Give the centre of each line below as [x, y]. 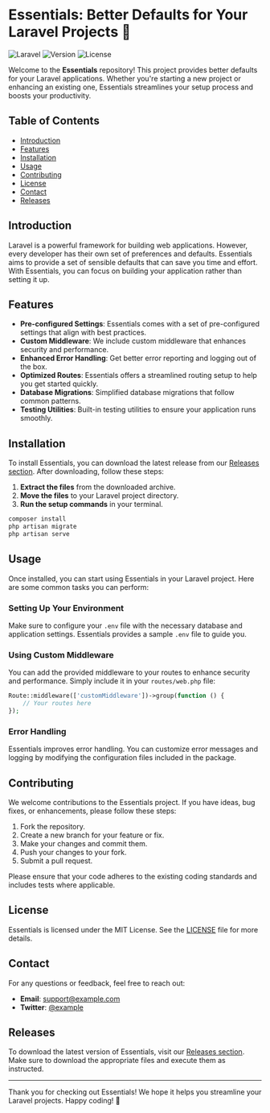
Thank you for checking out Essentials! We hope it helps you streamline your [135, 1092]
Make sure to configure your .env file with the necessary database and [125, 625]
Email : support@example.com [70, 999]
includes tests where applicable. [62, 885]
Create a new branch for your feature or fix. [92, 835]
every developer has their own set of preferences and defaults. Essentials [131, 253]
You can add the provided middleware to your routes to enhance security [129, 673]
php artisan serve [39, 534]
